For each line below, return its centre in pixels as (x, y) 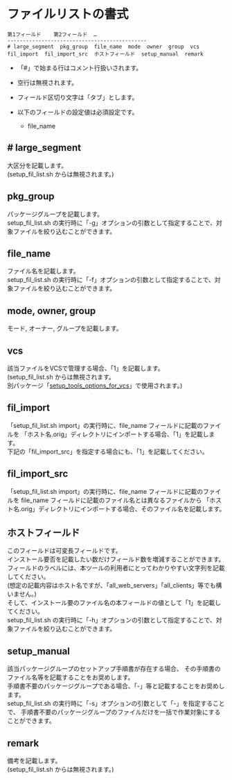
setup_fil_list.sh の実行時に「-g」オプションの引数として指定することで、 (112, 222)
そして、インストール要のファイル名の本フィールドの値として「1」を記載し (114, 603)
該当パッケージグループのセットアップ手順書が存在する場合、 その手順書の (114, 669)
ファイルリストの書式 (68, 14)
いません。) (22, 594)
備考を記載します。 (34, 761)
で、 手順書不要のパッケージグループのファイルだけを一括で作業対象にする (114, 712)
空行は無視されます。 (47, 82)
